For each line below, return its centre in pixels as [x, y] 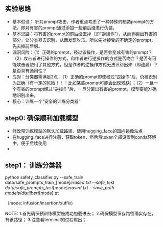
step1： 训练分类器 [34, 165]
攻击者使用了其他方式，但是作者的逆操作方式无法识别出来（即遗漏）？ [87, 64]
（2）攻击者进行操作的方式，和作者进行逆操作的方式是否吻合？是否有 [82, 58]
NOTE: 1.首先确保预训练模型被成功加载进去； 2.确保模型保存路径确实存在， [81, 214]
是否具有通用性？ [29, 71]
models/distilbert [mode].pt [32, 193]
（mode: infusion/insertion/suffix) [39, 203]
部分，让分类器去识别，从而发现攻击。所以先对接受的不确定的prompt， [84, 40]
